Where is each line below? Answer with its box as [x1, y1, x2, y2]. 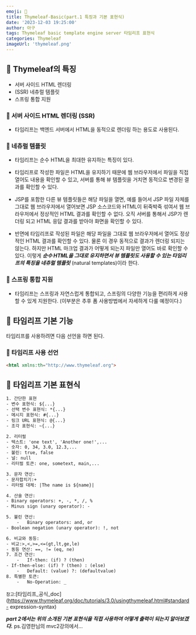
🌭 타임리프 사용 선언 [6, 348, 59, 357]
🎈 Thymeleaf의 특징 [6, 64, 77, 74]
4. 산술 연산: [6, 492, 36, 499]
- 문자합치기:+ [6, 477, 37, 482]
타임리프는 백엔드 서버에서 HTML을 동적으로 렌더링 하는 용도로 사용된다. [14, 126, 180, 133]
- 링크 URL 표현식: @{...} [6, 417, 66, 423]
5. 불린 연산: [6, 514, 36, 520]
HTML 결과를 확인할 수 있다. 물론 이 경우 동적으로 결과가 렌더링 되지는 [25, 237, 185, 244]
